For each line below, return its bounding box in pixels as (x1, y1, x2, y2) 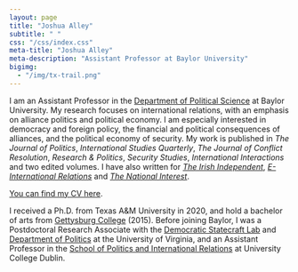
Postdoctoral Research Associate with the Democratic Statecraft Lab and (9, 224, 277, 235)
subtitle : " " (9, 29, 62, 38)
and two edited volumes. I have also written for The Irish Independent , (9, 161, 266, 172)
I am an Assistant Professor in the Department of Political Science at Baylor (9, 95, 285, 106)
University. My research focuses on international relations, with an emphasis (9, 104, 289, 116)
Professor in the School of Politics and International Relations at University (9, 243, 282, 253)
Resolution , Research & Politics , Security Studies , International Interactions (9, 152, 285, 163)
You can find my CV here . (9, 188, 103, 198)
